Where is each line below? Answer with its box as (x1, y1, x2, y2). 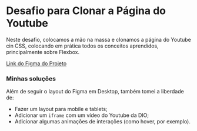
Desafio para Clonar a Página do (6, 4, 166, 18)
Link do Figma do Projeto (6, 60, 67, 67)
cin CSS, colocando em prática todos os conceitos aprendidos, (6, 42, 159, 49)
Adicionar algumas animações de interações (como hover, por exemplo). (14, 118, 191, 125)
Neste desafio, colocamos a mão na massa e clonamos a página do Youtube (6, 36, 191, 43)
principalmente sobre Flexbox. (6, 48, 80, 55)
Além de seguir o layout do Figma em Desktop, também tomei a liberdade (6, 88, 184, 95)
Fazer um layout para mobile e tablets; (14, 106, 108, 113)
